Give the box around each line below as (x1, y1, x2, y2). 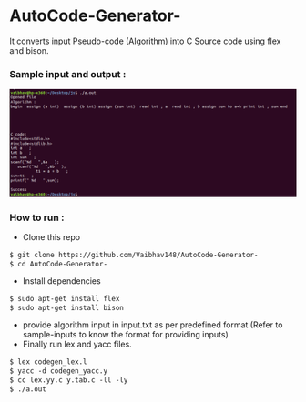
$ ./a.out (9, 385, 47, 394)
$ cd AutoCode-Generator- (9, 260, 107, 269)
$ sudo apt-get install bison (9, 304, 125, 313)
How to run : (9, 211, 65, 224)
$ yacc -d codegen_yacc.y (9, 367, 107, 376)
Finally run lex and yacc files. (22, 338, 132, 350)
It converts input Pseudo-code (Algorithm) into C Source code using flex (9, 35, 281, 46)
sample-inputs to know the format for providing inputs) (22, 329, 229, 340)
